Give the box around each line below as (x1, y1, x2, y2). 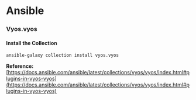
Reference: (6, 63, 34, 70)
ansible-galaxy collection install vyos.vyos (6, 53, 119, 58)
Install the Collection (6, 39, 57, 46)
